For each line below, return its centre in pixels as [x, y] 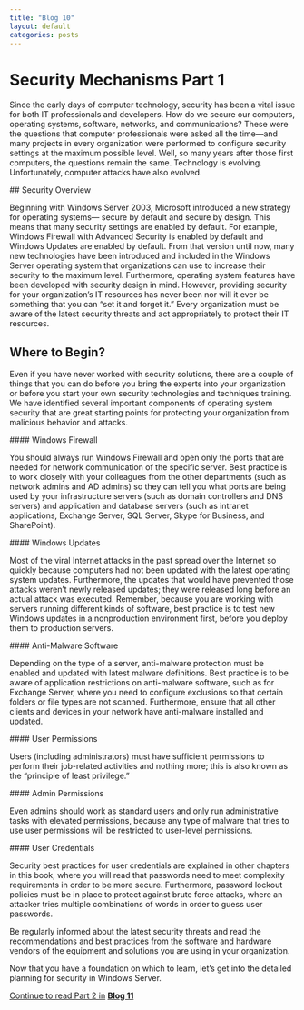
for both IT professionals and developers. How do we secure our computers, [152, 115]
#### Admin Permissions [57, 794]
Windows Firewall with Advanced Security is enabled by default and [137, 236]
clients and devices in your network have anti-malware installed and [137, 712]
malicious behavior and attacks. [69, 423]
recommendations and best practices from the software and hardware [141, 941]
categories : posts [44, 35]
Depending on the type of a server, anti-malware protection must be [137, 664]
